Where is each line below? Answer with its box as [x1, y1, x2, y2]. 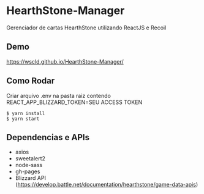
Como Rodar [6, 76, 55, 86]
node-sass [15, 162, 43, 169]
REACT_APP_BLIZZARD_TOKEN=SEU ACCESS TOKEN [6, 99, 143, 106]
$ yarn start [6, 116, 40, 122]
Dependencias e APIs [6, 132, 90, 143]
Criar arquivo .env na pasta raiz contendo [6, 92, 111, 99]
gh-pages [15, 168, 40, 175]
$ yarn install [6, 110, 45, 116]
